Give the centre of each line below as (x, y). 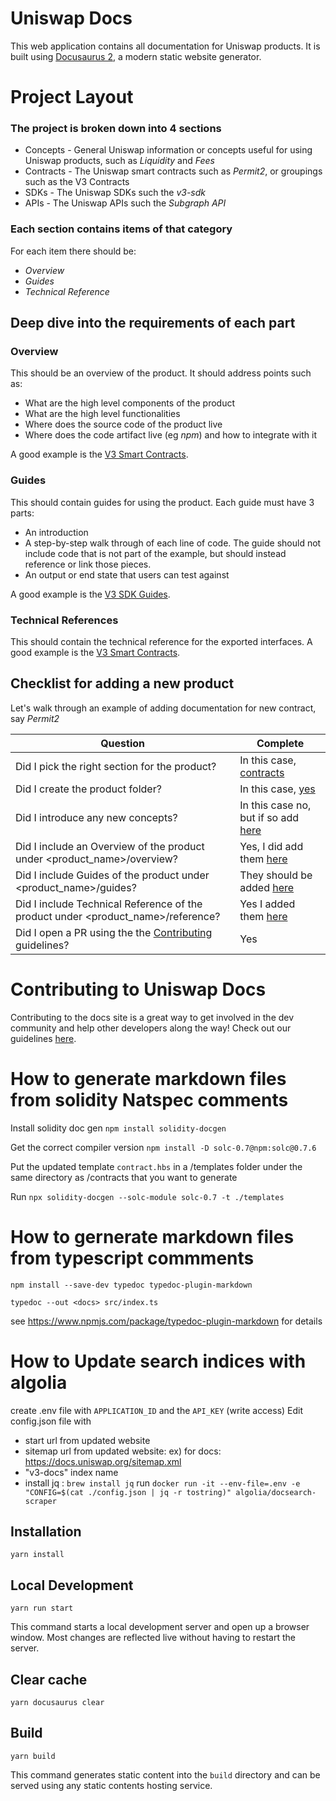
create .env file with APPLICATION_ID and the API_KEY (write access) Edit (157, 1410)
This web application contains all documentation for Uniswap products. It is (165, 46)
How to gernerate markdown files (152, 1236)
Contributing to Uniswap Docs (138, 989)
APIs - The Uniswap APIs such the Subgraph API (125, 203)
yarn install (37, 1555)
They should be (276, 875)
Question (123, 743)
